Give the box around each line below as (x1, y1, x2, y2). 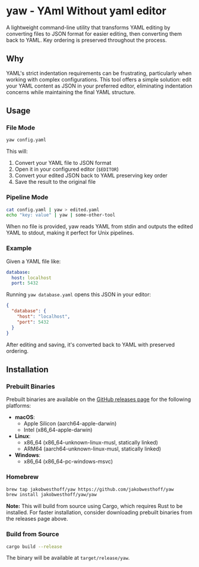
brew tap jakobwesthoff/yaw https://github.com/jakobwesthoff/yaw (6, 486, 174, 492)
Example (6, 244, 32, 252)
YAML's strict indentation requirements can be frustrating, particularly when (6, 70, 192, 77)
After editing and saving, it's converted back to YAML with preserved (6, 341, 175, 348)
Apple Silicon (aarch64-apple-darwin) (23, 420, 117, 427)
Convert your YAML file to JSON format (14, 159, 112, 167)
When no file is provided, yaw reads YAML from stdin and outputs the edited (6, 223, 193, 230)
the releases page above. (6, 515, 68, 522)
